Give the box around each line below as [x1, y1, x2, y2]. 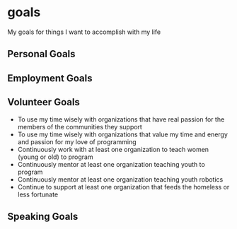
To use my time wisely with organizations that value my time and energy [17, 130, 229, 139]
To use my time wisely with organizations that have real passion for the [17, 114, 225, 124]
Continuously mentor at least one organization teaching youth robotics [17, 175, 224, 184]
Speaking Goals [7, 210, 79, 223]
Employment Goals [7, 72, 93, 84]
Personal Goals [7, 48, 76, 60]
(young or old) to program [17, 153, 93, 161]
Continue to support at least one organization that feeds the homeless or [17, 182, 230, 191]
